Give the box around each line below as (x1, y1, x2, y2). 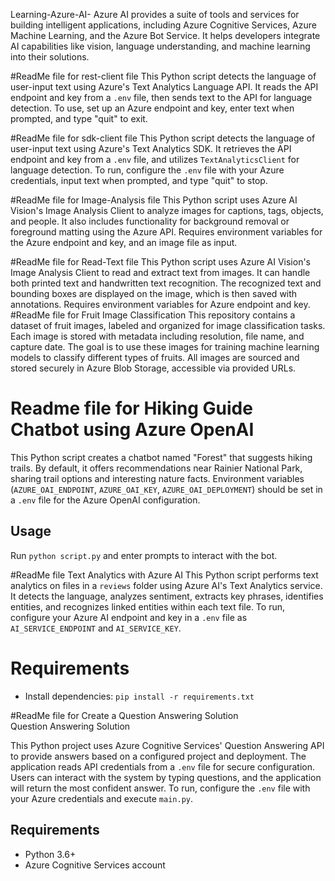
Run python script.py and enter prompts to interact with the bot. (10, 549, 278, 561)
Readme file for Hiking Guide (10, 397, 253, 420)
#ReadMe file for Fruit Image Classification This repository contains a (10, 309, 296, 321)
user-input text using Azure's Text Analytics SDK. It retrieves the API (10, 143, 292, 154)
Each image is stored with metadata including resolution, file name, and (10, 330, 305, 342)
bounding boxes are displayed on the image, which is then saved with (10, 288, 298, 299)
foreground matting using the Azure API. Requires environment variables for (10, 226, 323, 238)
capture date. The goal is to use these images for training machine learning (10, 341, 320, 353)
